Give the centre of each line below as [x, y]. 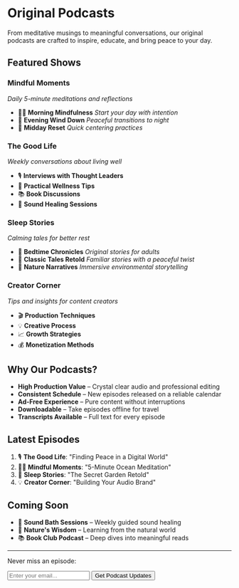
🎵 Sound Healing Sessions [57, 204]
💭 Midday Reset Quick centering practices [80, 127]
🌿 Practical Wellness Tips [56, 186]
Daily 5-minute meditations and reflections [70, 98]
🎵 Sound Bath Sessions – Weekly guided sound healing [99, 522]
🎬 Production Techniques [57, 315]
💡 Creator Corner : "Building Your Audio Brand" [87, 483]
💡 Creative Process [47, 325]
